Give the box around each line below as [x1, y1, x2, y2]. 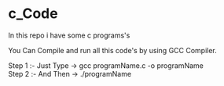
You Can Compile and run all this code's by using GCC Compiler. [8, 45, 218, 55]
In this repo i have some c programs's [8, 30, 130, 40]
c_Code [8, 5, 58, 23]
